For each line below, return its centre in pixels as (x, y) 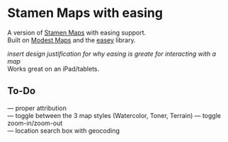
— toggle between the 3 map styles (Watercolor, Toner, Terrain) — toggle (114, 115)
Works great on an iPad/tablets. (53, 69)
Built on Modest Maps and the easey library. (72, 40)
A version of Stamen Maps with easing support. (77, 32)
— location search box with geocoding (64, 130)
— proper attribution (37, 108)
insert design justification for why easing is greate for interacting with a (112, 54)
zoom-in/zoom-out (35, 123)
